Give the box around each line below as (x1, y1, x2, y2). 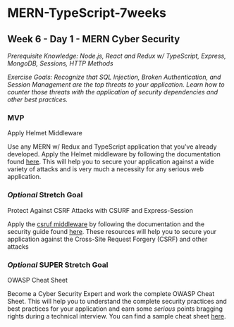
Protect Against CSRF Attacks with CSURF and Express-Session (7, 206, 194, 214)
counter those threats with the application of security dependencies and (7, 88, 218, 96)
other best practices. (7, 95, 68, 104)
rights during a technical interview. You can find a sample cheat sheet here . (7, 311, 226, 320)
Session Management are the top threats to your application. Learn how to (7, 80, 225, 89)
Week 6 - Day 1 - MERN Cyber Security (7, 33, 180, 45)
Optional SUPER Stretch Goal (7, 259, 109, 269)
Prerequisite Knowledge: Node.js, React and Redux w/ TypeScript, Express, (7, 51, 227, 60)
